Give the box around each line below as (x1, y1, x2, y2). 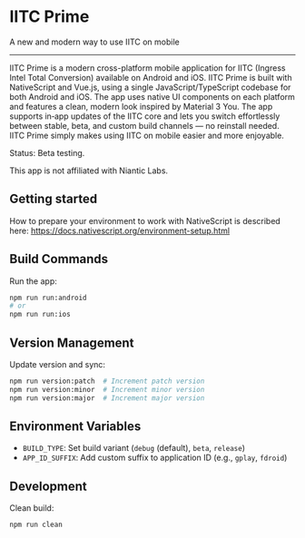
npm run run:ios (9, 310, 71, 319)
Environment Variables (9, 419, 142, 435)
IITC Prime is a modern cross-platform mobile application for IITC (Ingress (9, 62, 286, 73)
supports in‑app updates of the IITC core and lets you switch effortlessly (9, 111, 280, 122)
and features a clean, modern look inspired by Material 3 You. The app (9, 101, 273, 112)
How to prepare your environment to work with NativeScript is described (9, 215, 281, 226)
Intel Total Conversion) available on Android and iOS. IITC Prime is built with (9, 72, 292, 83)
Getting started (9, 191, 98, 207)
